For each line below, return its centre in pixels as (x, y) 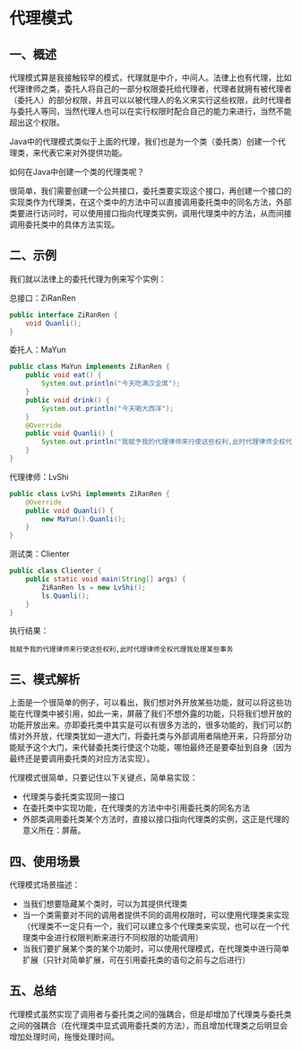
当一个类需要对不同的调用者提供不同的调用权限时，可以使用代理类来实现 (155, 915)
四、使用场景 (45, 861)
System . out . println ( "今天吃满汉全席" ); (111, 384)
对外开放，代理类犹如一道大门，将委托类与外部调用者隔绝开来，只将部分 (150, 736)
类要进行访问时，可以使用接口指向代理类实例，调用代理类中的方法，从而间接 (150, 213)
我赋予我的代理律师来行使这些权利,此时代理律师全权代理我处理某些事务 (121, 650)
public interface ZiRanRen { (64, 315)
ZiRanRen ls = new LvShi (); (94, 587)
